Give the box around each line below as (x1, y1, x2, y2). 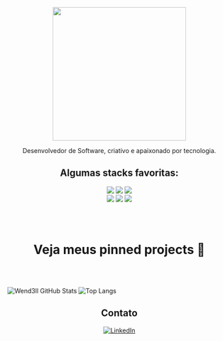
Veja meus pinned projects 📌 (33, 242, 206, 258)
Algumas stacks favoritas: (60, 167, 179, 179)
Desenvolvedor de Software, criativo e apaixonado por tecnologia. (22, 147, 217, 154)
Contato (101, 307, 138, 320)
